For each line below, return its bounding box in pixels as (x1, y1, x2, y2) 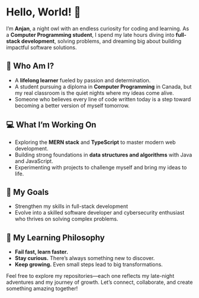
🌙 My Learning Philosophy (6, 232, 105, 242)
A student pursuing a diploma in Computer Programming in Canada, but (14, 83, 192, 90)
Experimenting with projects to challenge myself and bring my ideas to (14, 164, 187, 171)
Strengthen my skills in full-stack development (14, 203, 129, 210)
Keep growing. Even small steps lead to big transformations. (14, 261, 163, 268)
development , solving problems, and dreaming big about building (21, 37, 182, 44)
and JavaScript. (14, 157, 53, 165)
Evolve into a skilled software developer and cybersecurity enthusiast (14, 209, 185, 216)
